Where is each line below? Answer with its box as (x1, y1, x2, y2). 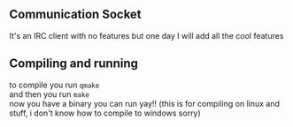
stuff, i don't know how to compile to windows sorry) (9, 108, 201, 118)
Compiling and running (9, 56, 139, 71)
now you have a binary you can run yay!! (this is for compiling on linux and (9, 98, 281, 108)
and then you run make (9, 88, 90, 100)
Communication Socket (9, 7, 142, 22)
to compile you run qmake (9, 79, 100, 90)
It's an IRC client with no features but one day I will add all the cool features (9, 30, 284, 41)
